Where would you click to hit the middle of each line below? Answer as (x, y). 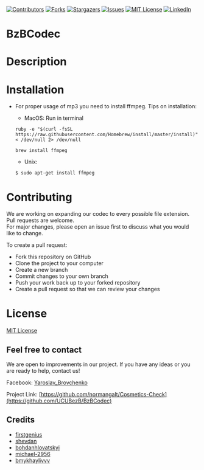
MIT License (22, 331)
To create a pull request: (37, 245)
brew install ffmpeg (41, 151)
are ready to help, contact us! (43, 371)
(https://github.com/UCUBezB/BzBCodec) (59, 401)
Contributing (39, 197)
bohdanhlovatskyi (37, 448)
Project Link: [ (24, 394)
